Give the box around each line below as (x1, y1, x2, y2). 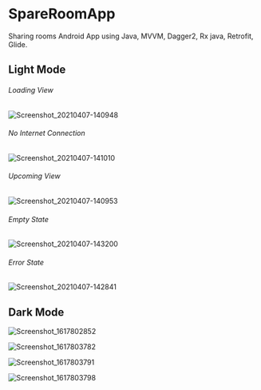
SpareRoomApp (8, 5, 116, 23)
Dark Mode (8, 305, 65, 319)
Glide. (8, 39, 28, 49)
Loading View (8, 85, 54, 94)
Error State (8, 257, 45, 267)
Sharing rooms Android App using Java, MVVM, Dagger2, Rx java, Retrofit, (8, 31, 254, 41)
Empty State (8, 214, 49, 224)
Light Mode (8, 63, 66, 77)
